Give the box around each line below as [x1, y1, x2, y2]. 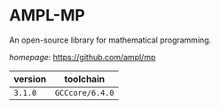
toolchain [64, 73, 105, 85]
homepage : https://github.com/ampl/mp [9, 51, 156, 62]
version [13, 73, 47, 85]
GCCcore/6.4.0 [54, 88, 114, 97]
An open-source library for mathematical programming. [9, 35, 212, 45]
